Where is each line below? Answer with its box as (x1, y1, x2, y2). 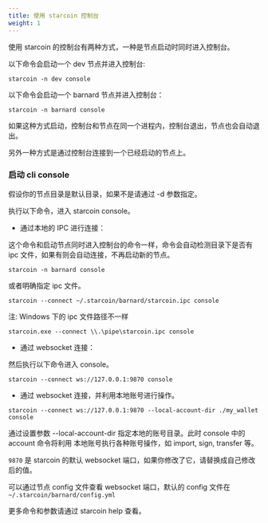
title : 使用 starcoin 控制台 (8, 11, 100, 20)
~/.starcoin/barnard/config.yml (8, 491, 116, 499)
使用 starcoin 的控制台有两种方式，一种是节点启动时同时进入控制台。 (8, 41, 235, 52)
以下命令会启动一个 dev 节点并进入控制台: (8, 59, 146, 69)
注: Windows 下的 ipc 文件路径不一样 (8, 312, 129, 321)
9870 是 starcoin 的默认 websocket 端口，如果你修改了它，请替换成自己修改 (8, 455, 256, 465)
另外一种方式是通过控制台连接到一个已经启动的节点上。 (8, 147, 190, 157)
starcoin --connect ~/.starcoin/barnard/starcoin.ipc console (8, 297, 219, 305)
